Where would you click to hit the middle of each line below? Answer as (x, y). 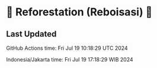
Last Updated (31, 34)
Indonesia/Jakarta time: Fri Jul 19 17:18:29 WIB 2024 (70, 59)
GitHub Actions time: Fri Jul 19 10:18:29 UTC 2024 (67, 48)
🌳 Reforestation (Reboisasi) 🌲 (79, 12)
